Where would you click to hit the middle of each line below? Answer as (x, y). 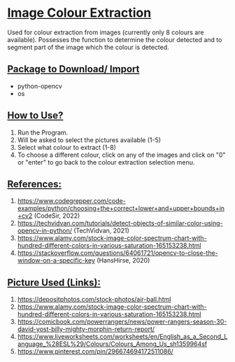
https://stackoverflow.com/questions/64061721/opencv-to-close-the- (117, 253)
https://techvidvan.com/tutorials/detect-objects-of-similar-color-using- (120, 223)
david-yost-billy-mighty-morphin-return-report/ (86, 329)
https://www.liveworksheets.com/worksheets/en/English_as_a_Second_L (122, 337)
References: (34, 184)
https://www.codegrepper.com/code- (71, 201)
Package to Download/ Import (73, 69)
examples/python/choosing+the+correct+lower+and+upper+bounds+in (121, 209)
